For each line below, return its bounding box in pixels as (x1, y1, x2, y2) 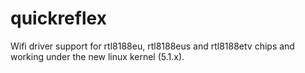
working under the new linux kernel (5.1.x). (10, 50, 185, 62)
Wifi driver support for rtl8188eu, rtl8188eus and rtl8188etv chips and (10, 40, 295, 52)
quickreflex (10, 7, 107, 30)
